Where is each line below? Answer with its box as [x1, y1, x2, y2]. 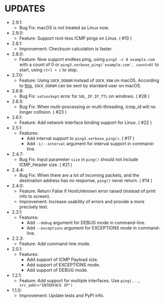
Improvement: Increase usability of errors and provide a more [19, 198, 145, 204]
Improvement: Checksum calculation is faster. [19, 46, 113, 52]
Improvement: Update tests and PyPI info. [19, 292, 105, 298]
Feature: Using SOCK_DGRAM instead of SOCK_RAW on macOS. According [19, 77, 160, 83]
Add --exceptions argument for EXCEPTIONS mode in [26, 225, 137, 231]
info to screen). [19, 193, 51, 199]
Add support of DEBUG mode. [26, 267, 88, 273]
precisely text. [19, 204, 49, 210]
